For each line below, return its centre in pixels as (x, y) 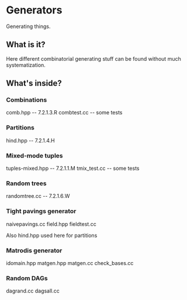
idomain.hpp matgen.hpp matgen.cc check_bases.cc (70, 263)
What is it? (26, 45)
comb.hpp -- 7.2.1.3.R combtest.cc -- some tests (64, 113)
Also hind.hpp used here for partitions (52, 235)
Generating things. (28, 26)
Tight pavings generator (41, 211)
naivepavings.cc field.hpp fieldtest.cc (51, 224)
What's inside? (34, 83)
